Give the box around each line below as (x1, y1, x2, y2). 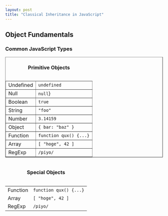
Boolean (8, 98, 28, 105)
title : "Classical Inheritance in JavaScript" (5, 12, 104, 17)
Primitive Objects (27, 64, 70, 71)
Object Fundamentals (5, 30, 74, 39)
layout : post (5, 7, 32, 12)
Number (8, 115, 27, 122)
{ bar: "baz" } (38, 124, 74, 130)
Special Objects (26, 169, 65, 176)
